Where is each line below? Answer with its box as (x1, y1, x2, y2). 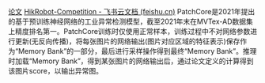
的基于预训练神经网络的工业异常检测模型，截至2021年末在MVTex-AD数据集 (8, 17, 253, 26)
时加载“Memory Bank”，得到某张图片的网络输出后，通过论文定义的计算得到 (8, 56, 255, 66)
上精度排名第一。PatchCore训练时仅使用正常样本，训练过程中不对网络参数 (8, 27, 251, 36)
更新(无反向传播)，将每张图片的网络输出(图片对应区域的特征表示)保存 (14, 36, 240, 46)
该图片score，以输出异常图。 (8, 66, 103, 75)
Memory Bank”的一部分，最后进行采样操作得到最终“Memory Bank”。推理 (18, 47, 257, 55)
